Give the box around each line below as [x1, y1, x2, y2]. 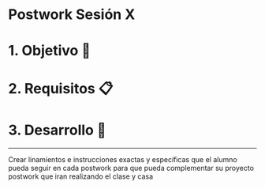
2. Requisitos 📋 [8, 79, 114, 97]
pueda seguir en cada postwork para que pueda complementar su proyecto [8, 163, 255, 172]
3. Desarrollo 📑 [8, 121, 106, 139]
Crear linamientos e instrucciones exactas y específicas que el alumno [8, 154, 238, 164]
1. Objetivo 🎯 [8, 42, 91, 60]
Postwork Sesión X [8, 6, 136, 24]
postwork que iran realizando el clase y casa [8, 172, 154, 181]
